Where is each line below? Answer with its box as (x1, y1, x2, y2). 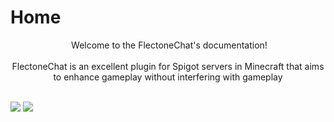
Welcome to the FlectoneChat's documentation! (71, 39, 268, 51)
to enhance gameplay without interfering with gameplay (53, 71, 283, 83)
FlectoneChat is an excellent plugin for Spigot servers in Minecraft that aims (11, 60, 325, 72)
